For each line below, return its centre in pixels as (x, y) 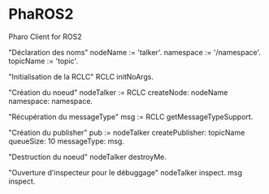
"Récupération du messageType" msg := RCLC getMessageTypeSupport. (131, 116)
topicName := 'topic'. (43, 61)
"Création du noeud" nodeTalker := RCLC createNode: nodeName (118, 92)
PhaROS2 (41, 14)
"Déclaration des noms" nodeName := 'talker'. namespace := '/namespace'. (135, 52)
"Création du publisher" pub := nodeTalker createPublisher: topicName (127, 132)
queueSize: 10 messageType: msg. (66, 141)
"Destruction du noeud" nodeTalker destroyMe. (87, 157)
